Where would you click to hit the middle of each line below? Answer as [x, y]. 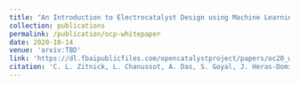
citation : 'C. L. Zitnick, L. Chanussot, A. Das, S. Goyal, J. [129, 67]
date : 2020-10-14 [41, 42]
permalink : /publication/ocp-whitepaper [85, 34]
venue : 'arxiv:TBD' [45, 50]
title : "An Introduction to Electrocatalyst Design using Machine [135, 17]
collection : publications [57, 26]
